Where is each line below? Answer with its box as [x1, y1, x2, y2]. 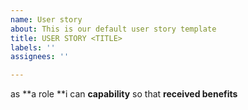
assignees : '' [10, 52, 70, 62]
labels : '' [10, 42, 56, 53]
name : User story [10, 14, 83, 25]
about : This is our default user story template [10, 24, 217, 34]
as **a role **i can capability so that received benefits [10, 88, 238, 100]
